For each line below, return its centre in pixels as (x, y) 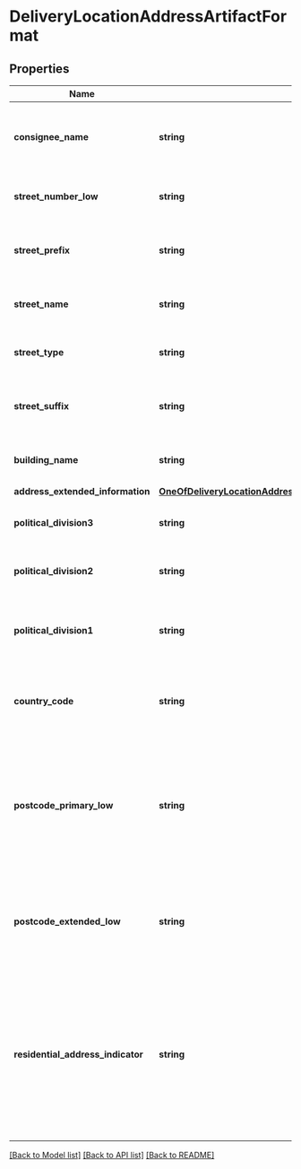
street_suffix (42, 406)
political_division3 (54, 523)
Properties (39, 69)
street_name (41, 304)
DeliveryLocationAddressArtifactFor (148, 17)
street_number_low (56, 196)
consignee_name (52, 137)
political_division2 (54, 571)
